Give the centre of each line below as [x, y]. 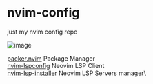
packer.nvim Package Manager [51, 58]
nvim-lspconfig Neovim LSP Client [56, 65]
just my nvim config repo [42, 32]
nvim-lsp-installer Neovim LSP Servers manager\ [76, 73]
